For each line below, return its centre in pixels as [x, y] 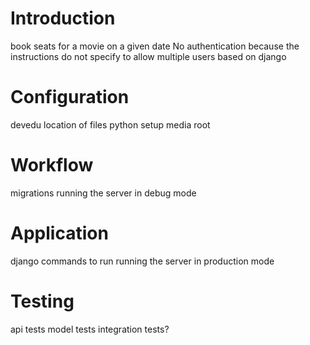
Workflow [52, 165]
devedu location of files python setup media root [110, 124]
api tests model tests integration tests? [90, 329]
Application [59, 233]
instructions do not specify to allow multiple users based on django [148, 56]
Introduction [63, 18]
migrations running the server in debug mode [103, 193]
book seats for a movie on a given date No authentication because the [155, 46]
